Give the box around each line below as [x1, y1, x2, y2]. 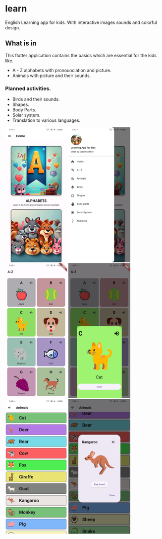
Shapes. [12, 101, 30, 107]
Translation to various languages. [12, 117, 81, 123]
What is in [5, 39, 37, 48]
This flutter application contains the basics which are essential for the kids [5, 52, 157, 58]
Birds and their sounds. [12, 96, 60, 102]
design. [5, 24, 21, 30]
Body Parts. [12, 107, 36, 113]
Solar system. [12, 112, 41, 118]
